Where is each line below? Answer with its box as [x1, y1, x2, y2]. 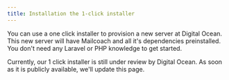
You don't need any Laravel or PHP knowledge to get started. [7, 44, 183, 52]
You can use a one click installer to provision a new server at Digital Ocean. [7, 29, 223, 38]
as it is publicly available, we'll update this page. [7, 65, 145, 73]
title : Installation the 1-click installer [7, 10, 135, 17]
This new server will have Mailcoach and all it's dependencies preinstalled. [7, 36, 221, 45]
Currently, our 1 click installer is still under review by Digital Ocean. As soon [7, 57, 223, 66]
